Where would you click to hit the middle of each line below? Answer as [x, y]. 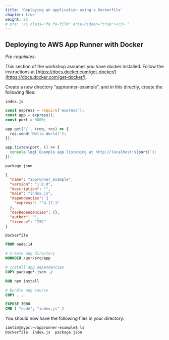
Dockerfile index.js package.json [44, 332]
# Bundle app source [27, 290]
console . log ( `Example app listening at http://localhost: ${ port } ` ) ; [83, 152]
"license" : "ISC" [28, 222]
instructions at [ [21, 72]
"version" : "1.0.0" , [31, 184]
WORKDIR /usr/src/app [28, 258]
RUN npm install [22, 281]
